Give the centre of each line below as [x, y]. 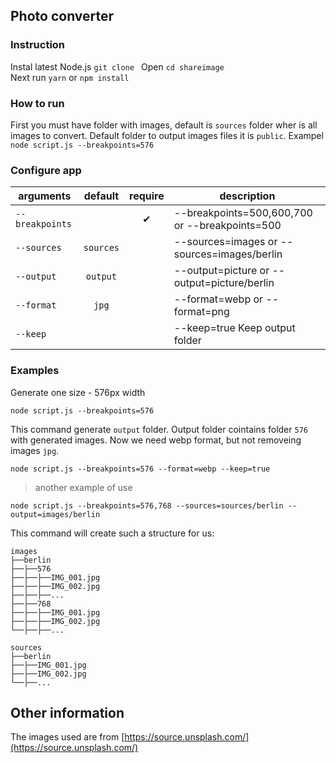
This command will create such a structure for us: [112, 533]
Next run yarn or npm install [70, 77]
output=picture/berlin [224, 283]
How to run [37, 103]
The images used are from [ [67, 737]
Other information [67, 712]
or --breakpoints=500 [227, 226]
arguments [45, 196]
